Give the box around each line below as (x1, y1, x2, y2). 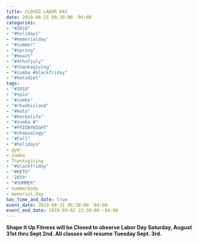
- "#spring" (6, 48, 36, 53)
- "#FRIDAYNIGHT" (6, 125, 49, 131)
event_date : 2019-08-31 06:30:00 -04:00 (6, 202, 108, 208)
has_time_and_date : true (6, 197, 68, 203)
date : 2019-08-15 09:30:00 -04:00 (6, 14, 92, 20)
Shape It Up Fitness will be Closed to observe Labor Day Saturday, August (6, 224, 192, 231)
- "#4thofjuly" (6, 58, 44, 64)
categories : (6, 20, 36, 26)
